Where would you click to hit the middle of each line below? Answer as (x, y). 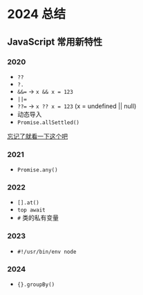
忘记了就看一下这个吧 (37, 136)
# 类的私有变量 (38, 218)
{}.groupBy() (36, 285)
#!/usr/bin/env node (47, 252)
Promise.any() (37, 170)
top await (31, 210)
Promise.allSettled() (48, 122)
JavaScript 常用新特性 (55, 42)
